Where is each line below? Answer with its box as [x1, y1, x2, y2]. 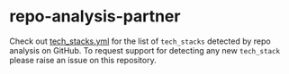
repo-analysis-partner [9, 6, 181, 27]
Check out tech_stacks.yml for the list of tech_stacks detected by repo [9, 36, 272, 46]
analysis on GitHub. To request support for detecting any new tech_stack [9, 45, 281, 55]
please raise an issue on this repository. [9, 54, 157, 65]
